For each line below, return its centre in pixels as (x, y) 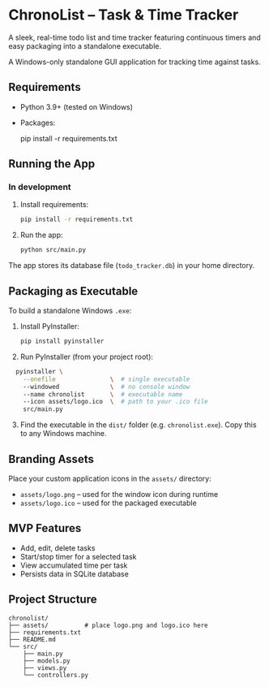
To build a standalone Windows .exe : (70, 311)
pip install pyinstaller (62, 341)
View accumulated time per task (74, 565)
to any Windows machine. (63, 434)
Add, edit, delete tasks (58, 548)
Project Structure (53, 600)
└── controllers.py (56, 675)
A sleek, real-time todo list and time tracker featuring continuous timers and (134, 37)
